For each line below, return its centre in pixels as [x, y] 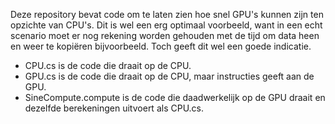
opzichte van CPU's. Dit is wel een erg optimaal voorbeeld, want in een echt [166, 25]
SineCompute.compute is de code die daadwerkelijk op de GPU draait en [175, 97]
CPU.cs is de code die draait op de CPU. [108, 65]
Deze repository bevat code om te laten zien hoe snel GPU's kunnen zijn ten [167, 14]
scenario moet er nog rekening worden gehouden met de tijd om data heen [165, 35]
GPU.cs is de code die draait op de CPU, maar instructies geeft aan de [169, 76]
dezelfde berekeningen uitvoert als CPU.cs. [114, 108]
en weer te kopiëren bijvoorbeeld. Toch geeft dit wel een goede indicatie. [161, 46]
